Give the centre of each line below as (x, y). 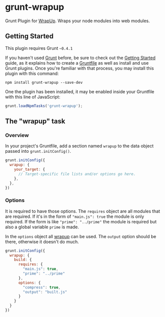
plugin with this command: (32, 73)
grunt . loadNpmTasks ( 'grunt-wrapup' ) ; (44, 106)
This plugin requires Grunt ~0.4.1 (39, 48)
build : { (23, 260)
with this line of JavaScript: (33, 97)
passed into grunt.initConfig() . (38, 151)
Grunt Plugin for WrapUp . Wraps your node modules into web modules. (78, 21)
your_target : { (30, 170)
